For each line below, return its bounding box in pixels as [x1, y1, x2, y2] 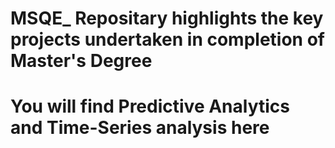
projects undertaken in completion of [10, 28, 325, 51]
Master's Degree [10, 50, 153, 72]
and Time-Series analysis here [10, 117, 270, 139]
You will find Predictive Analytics [10, 95, 291, 118]
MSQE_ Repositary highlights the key [10, 7, 324, 30]
